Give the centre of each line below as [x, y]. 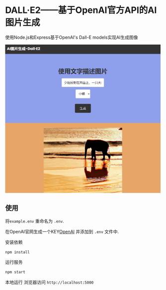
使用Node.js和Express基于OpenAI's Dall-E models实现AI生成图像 [72, 37]
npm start [15, 272]
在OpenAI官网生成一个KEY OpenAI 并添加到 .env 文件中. [62, 231]
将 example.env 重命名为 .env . [35, 221]
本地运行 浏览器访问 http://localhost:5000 [49, 282]
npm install [17, 252]
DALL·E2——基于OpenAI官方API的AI [81, 10]
